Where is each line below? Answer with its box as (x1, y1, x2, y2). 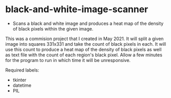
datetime (12, 82, 32, 88)
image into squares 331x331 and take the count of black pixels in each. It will (5, 41, 166, 47)
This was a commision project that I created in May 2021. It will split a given (5, 36, 164, 42)
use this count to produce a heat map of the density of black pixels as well (5, 46, 162, 52)
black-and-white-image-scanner (5, 4, 149, 15)
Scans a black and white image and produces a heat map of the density (12, 20, 164, 26)
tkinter (12, 77, 27, 83)
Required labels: (5, 67, 39, 73)
